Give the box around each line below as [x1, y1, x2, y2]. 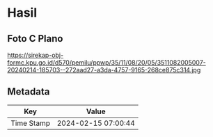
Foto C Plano [7, 33, 63, 45]
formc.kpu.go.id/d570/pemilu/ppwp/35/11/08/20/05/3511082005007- [7, 58, 207, 67]
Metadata [7, 86, 50, 98]
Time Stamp [10, 118, 51, 128]
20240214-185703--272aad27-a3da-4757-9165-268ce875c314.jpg [7, 66, 201, 74]
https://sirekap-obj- [7, 51, 64, 59]
